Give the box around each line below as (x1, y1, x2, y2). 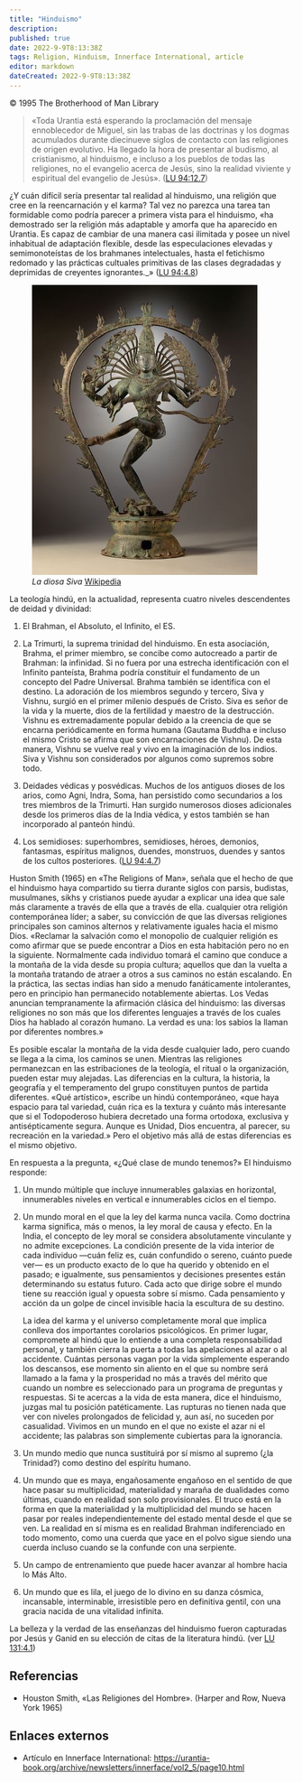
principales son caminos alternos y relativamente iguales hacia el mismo (9, 921, 279, 932)
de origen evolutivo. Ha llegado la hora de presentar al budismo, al (31, 144, 279, 154)
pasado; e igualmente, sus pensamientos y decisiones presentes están (22, 1268, 286, 1279)
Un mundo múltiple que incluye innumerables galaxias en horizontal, (22, 1183, 277, 1195)
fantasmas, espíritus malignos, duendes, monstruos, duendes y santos (22, 845, 286, 857)
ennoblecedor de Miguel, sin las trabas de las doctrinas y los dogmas (31, 125, 290, 135)
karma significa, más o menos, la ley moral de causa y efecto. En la (22, 1220, 272, 1231)
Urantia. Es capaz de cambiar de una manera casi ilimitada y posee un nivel (9, 228, 290, 239)
